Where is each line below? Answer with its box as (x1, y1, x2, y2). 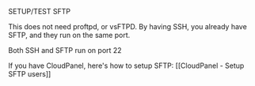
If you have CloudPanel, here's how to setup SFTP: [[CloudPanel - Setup (8, 61, 245, 70)
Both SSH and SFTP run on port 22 (8, 46, 122, 54)
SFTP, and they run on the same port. (8, 31, 131, 39)
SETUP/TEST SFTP (8, 7, 71, 16)
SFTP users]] (8, 69, 51, 78)
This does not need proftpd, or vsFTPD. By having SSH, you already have (8, 22, 247, 31)
